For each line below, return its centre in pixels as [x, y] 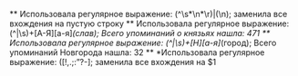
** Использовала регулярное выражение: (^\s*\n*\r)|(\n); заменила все [149, 14]
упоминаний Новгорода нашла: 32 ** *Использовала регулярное [137, 52]
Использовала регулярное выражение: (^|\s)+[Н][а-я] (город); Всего [143, 43]
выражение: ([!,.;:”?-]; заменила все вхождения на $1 [113, 62]
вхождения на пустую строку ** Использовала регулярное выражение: [149, 24]
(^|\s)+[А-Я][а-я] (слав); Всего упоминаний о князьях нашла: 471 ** [140, 33]
